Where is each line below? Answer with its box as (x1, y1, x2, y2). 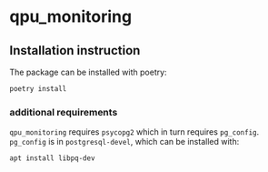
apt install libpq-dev (9, 154, 95, 163)
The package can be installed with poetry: (9, 66, 167, 77)
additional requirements (9, 106, 118, 118)
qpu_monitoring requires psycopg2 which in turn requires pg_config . (9, 126, 260, 137)
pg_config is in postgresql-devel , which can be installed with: (9, 137, 240, 147)
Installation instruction (9, 43, 141, 58)
